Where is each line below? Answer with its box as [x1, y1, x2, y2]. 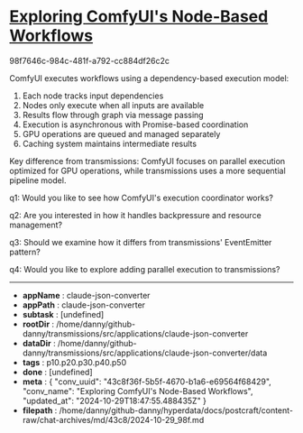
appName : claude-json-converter [22, 290, 151, 300]
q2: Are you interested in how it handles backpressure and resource [9, 209, 262, 220]
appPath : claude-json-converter [22, 299, 146, 310]
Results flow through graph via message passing [22, 109, 205, 120]
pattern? [9, 246, 41, 257]
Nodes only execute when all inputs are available [22, 99, 205, 110]
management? [9, 219, 63, 230]
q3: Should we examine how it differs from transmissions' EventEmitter [9, 236, 272, 247]
